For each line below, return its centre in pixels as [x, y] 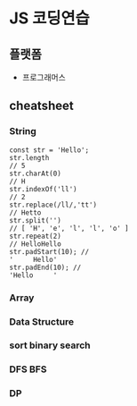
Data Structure [42, 321]
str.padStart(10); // [49, 251]
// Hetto [25, 212]
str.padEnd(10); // [45, 267]
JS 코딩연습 [50, 18]
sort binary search [50, 345]
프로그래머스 [44, 77]
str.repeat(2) [36, 236]
